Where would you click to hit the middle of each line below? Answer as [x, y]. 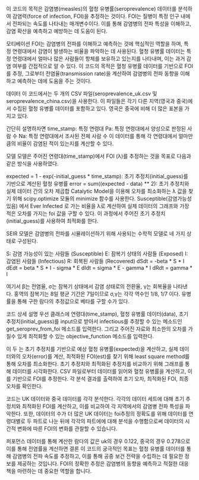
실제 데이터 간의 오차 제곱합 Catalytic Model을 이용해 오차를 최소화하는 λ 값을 [97, 191]
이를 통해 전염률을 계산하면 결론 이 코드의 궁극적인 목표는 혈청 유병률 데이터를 [96, 449]
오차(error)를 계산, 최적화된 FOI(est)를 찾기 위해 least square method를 [106, 356]
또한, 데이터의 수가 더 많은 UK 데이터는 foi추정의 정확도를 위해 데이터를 [105, 414]
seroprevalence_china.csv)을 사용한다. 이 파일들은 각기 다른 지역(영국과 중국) [97, 101]
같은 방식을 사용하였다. [32, 163]
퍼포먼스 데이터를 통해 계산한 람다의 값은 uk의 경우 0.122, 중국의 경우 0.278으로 [98, 441]
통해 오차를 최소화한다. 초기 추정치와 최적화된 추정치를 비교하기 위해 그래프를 [95, 364]
